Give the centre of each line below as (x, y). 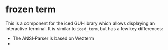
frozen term (31, 9)
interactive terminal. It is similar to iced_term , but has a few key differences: (84, 28)
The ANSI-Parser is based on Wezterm (53, 38)
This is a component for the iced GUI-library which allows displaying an (80, 23)
